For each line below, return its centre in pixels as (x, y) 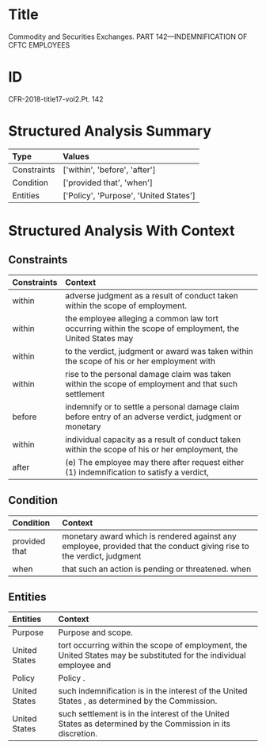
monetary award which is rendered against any (150, 536)
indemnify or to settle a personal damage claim (152, 406)
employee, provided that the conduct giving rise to (156, 546)
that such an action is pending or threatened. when (157, 569)
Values (76, 156)
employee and (85, 666)
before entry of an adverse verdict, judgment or (153, 417)
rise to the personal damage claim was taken (148, 374)
